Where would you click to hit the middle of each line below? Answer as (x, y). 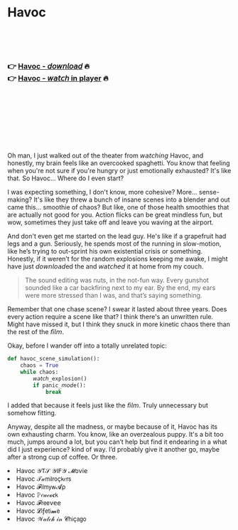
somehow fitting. (32, 413)
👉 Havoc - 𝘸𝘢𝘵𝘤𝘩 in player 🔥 (58, 78)
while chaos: (39, 372)
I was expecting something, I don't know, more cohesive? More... (102, 192)
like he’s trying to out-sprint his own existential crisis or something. (105, 251)
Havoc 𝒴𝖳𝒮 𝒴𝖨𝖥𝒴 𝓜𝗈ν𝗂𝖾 (52, 471)
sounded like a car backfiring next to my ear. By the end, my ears (120, 288)
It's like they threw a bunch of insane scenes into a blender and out (132, 199)
